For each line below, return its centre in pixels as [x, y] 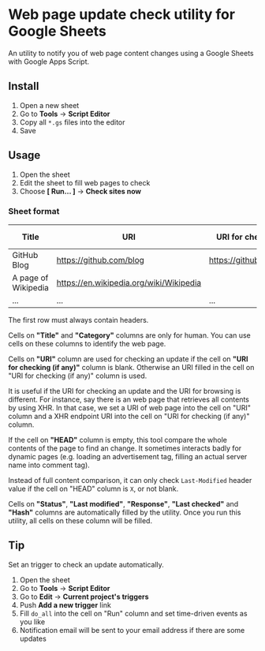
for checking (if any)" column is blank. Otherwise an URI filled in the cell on [131, 367]
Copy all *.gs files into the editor [72, 122]
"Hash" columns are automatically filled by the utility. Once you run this [125, 512]
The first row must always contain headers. [78, 320]
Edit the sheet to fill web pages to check [85, 182]
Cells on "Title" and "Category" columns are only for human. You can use [129, 335]
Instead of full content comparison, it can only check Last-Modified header [130, 480]
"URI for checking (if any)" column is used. [78, 376]
